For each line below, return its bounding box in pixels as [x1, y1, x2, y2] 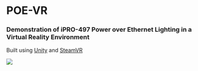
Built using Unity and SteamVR [6, 47, 83, 54]
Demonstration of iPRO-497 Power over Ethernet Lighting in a [6, 25, 192, 34]
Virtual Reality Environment [6, 33, 90, 41]
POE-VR [6, 4, 48, 18]
